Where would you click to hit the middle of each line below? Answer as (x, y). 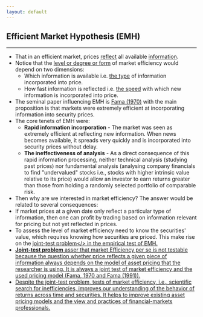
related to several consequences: (56, 205)
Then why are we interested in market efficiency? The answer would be (104, 198)
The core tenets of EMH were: (53, 121)
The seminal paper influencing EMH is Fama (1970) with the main (96, 102)
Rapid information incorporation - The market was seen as (98, 127)
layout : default (27, 12)
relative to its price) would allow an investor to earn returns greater (107, 179)
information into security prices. (55, 115)
